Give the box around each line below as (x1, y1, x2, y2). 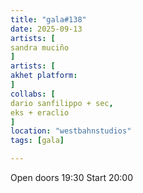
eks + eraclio (10, 107, 70, 118)
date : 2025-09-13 (10, 24, 83, 34)
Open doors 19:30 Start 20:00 (10, 172, 133, 183)
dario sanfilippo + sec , (10, 98, 114, 108)
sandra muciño (10, 42, 70, 53)
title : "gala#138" (10, 14, 87, 25)
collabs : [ (10, 89, 56, 99)
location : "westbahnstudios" (10, 126, 132, 136)
